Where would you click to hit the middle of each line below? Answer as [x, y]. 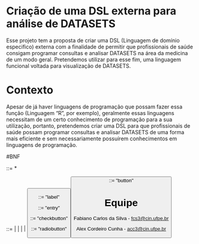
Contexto [30, 90]
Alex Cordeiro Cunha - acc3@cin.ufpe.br [121, 229]
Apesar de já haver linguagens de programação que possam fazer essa [94, 107]
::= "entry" [49, 208]
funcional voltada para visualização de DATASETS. [69, 66]
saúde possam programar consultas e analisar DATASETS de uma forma [95, 132]
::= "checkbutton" [49, 219]
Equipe [121, 203]
